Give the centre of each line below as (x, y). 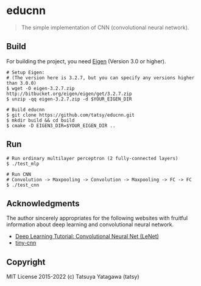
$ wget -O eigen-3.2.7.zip (41, 88)
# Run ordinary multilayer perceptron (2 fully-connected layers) (92, 158)
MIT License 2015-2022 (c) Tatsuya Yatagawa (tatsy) (73, 277)
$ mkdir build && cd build (41, 120)
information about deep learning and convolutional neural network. (90, 225)
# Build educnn (26, 110)
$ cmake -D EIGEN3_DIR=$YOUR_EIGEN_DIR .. (61, 125)
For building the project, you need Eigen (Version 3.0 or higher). (86, 61)
